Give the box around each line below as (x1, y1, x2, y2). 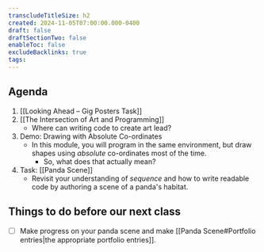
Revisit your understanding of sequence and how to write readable (31, 174, 250, 183)
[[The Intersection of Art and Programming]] (19, 114, 165, 124)
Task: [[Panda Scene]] (19, 165, 94, 174)
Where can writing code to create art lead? (31, 123, 172, 132)
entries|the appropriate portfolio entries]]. (19, 235, 156, 244)
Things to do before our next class (8, 205, 181, 219)
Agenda (8, 85, 48, 99)
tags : (8, 56, 26, 64)
